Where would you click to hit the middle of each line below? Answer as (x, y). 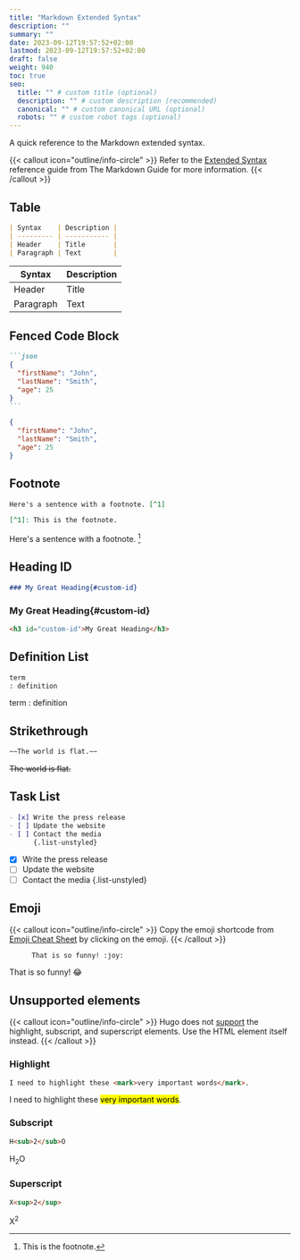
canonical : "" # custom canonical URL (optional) (111, 109)
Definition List (49, 657)
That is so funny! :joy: (78, 956)
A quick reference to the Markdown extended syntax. (107, 143)
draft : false (33, 59)
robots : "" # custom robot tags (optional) (99, 117)
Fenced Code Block (64, 336)
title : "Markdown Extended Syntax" (75, 17)
